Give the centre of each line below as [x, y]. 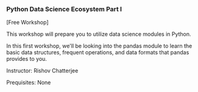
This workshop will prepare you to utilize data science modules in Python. [99, 34]
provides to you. [27, 59]
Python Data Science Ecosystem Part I [64, 9]
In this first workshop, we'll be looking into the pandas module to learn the [99, 46]
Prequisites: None [29, 83]
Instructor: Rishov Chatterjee [42, 71]
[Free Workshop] [27, 23]
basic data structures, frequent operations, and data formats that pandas [98, 52]
